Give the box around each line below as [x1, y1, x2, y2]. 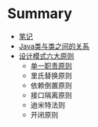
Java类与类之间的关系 [18, 41, 90, 51]
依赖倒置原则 [30, 80, 72, 90]
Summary [7, 5, 72, 23]
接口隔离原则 [30, 90, 72, 100]
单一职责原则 [30, 60, 72, 71]
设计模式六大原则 [18, 51, 74, 60]
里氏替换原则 [30, 71, 72, 80]
